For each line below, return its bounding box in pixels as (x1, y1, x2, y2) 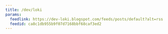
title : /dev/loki (5, 7, 42, 12)
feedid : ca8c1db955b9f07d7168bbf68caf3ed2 (10, 21, 102, 26)
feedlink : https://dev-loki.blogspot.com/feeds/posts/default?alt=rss (10, 16, 163, 21)
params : (5, 12, 22, 17)
